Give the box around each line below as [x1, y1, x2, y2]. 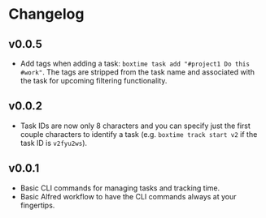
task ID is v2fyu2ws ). [20, 138, 88, 147]
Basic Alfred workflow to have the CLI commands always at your [20, 191, 237, 201]
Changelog [8, 5, 85, 24]
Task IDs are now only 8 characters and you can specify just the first [20, 121, 251, 130]
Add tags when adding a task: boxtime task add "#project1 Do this [20, 58, 251, 68]
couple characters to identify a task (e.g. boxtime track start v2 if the [20, 129, 258, 139]
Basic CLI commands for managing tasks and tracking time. [20, 183, 220, 193]
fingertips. [20, 200, 55, 210]
